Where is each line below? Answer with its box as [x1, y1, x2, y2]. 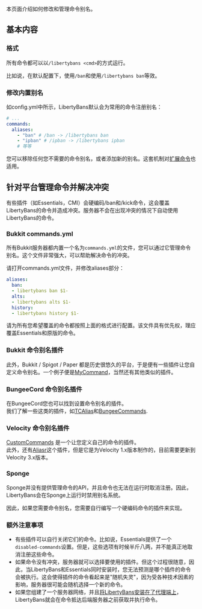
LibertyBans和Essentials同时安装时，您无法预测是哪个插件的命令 [31, 566, 191, 573]
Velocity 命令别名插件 [6, 424, 70, 432]
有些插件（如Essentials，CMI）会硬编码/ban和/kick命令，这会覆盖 [6, 199, 170, 206]
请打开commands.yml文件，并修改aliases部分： [6, 264, 125, 272]
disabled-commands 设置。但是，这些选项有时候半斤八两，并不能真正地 [14, 543, 188, 550]
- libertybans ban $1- [11, 288, 69, 294]
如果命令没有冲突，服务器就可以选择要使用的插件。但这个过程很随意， [14, 558, 189, 566]
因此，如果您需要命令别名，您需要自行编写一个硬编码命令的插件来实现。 [6, 504, 185, 511]
